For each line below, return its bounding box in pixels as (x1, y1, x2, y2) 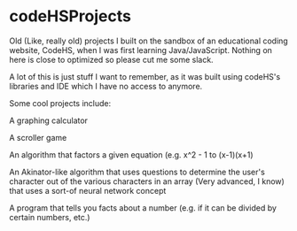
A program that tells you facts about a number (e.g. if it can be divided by (9, 202, 277, 213)
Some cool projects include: (9, 97, 112, 108)
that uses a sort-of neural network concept (9, 185, 167, 196)
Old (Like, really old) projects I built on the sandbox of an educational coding (9, 35, 288, 46)
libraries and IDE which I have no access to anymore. (9, 81, 203, 91)
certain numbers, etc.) (9, 212, 90, 222)
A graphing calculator (9, 115, 89, 126)
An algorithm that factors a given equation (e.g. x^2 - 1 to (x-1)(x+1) (9, 149, 254, 160)
